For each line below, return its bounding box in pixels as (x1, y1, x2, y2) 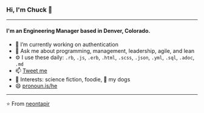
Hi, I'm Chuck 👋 (6, 5, 53, 14)
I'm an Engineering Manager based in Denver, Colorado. (6, 27, 151, 34)
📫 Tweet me (15, 67, 47, 74)
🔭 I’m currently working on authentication (15, 41, 118, 48)
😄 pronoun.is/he (15, 82, 58, 89)
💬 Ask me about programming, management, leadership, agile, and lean (15, 47, 195, 54)
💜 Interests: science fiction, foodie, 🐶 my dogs (15, 75, 131, 83)
